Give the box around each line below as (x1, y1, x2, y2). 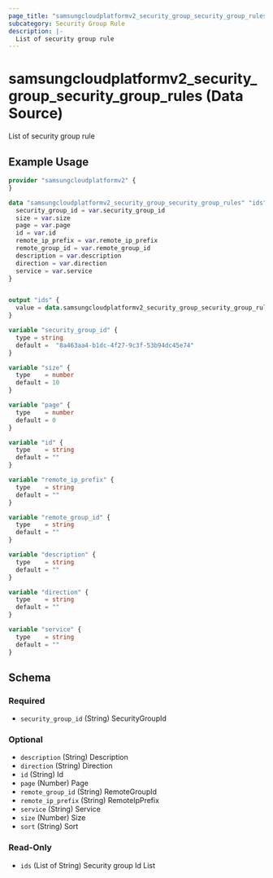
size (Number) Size (19, 813, 86, 823)
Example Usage (8, 155, 89, 169)
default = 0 (15, 416, 57, 424)
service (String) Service (19, 804, 102, 814)
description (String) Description (19, 753, 128, 762)
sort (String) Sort (19, 822, 79, 832)
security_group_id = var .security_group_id (15, 206, 165, 214)
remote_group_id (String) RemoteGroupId (19, 787, 157, 797)
